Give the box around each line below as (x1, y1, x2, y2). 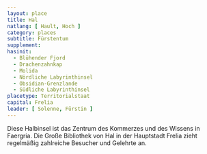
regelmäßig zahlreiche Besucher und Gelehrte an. (7, 138, 147, 147)
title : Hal (7, 16, 38, 23)
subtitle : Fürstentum (7, 36, 69, 42)
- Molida (13, 67, 38, 74)
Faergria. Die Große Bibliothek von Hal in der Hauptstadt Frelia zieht (7, 131, 198, 140)
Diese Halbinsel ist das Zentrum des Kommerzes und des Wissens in (7, 124, 200, 132)
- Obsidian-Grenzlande (13, 80, 78, 87)
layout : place (7, 10, 48, 17)
